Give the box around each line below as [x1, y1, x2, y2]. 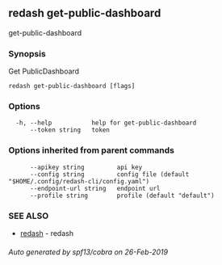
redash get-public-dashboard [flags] [8, 82, 136, 90]
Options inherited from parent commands [8, 145, 175, 156]
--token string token [29, 126, 111, 134]
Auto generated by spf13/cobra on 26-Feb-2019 [8, 246, 168, 257]
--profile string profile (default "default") [29, 191, 216, 200]
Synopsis [8, 48, 46, 59]
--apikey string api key [29, 163, 143, 171]
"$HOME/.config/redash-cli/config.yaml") [8, 177, 150, 185]
